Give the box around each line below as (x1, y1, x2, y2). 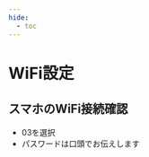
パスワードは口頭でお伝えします (21, 138, 140, 149)
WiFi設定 (8, 63, 74, 83)
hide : (8, 13, 29, 22)
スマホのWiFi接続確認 (8, 101, 128, 117)
